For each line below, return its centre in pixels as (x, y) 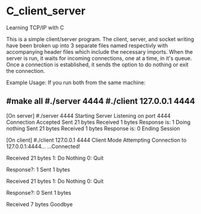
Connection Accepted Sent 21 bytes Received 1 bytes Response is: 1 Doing (98, 122)
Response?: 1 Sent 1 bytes (38, 169)
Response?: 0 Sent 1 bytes (39, 192)
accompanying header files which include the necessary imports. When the (100, 51)
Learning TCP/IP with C (35, 27)
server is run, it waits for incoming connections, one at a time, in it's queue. (99, 58)
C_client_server (46, 11)
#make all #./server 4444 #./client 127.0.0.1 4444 (101, 101)
